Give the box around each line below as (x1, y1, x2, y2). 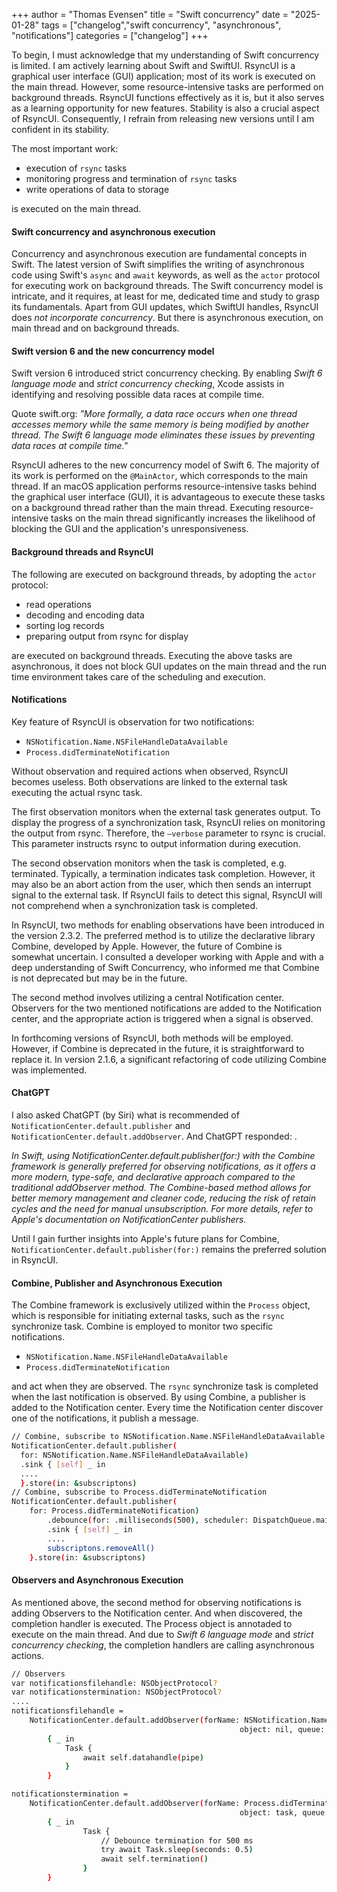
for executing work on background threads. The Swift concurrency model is (11, 280, 324, 292)
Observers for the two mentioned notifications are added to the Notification (11, 1002, 323, 1014)
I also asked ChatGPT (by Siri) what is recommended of (11, 1109, 240, 1121)
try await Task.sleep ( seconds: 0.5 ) (100, 1845, 254, 1855)
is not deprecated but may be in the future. (11, 972, 188, 984)
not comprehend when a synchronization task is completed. (11, 899, 259, 911)
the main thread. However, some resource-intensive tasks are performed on (11, 81, 324, 93)
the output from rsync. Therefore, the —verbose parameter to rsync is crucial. (11, 827, 326, 839)
